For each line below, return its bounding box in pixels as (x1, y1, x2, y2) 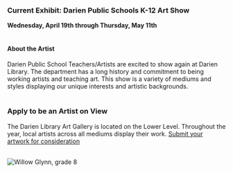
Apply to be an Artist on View (7, 107, 108, 116)
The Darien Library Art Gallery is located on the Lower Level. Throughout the (7, 122, 226, 130)
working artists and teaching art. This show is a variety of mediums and (7, 75, 212, 83)
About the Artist (7, 44, 55, 53)
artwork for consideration (7, 137, 80, 145)
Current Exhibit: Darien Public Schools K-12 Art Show (7, 6, 190, 15)
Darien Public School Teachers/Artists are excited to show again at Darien (7, 60, 218, 68)
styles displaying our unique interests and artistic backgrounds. (7, 82, 189, 90)
